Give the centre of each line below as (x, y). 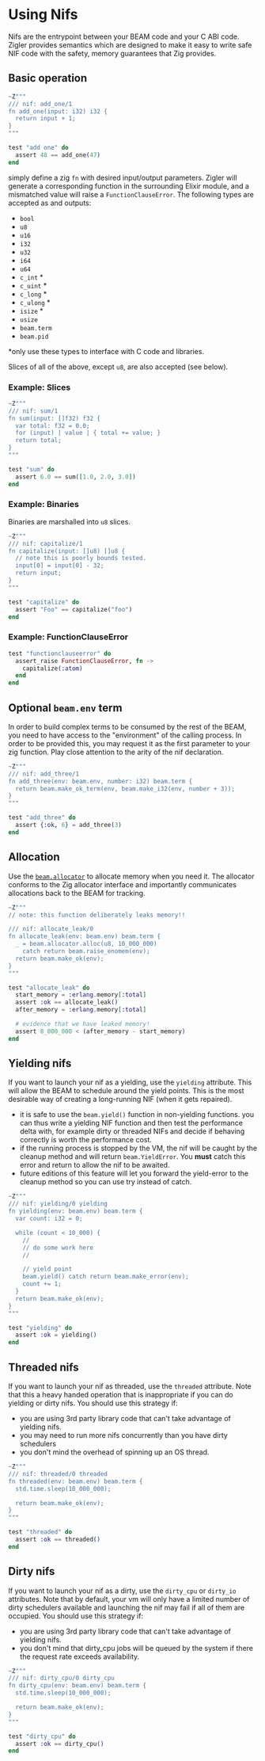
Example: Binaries (44, 505)
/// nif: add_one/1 (40, 104)
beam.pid (34, 337)
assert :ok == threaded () (58, 1540)
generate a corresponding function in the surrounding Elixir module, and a (129, 186)
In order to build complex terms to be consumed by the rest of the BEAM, (127, 726)
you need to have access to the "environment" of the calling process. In (125, 735)
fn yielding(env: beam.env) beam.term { (76, 1211)
